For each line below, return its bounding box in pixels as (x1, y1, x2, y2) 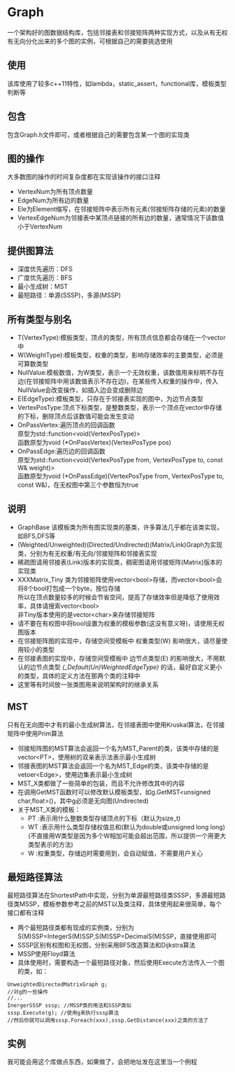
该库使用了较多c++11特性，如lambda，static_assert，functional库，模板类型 (7, 79, 227, 87)
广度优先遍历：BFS (17, 273, 73, 282)
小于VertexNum (17, 222, 63, 231)
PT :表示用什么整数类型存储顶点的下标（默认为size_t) (27, 814, 181, 822)
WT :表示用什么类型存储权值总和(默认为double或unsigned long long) (27, 822, 226, 831)
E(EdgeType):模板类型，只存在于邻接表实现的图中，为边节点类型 (17, 394, 204, 403)
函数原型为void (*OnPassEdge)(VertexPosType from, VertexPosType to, (17, 472, 225, 480)
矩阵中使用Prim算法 (7, 729, 64, 738)
